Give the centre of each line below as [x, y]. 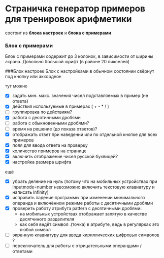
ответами [22, 251]
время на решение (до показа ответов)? [55, 129]
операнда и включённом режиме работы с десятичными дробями [82, 203]
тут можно [16, 86]
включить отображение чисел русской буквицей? [65, 156]
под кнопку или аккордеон [33, 77]
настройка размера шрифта [42, 162]
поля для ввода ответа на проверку [50, 145]
